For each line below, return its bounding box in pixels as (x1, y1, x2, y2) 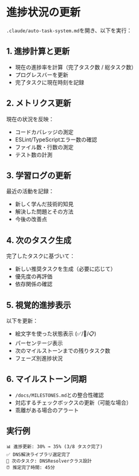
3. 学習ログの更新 (6, 170, 71, 181)
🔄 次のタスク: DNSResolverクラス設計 (6, 458, 92, 464)
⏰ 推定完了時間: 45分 (6, 464, 56, 471)
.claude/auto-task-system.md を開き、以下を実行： (6, 27, 132, 34)
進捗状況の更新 (6, 5, 81, 19)
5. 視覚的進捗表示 (6, 300, 71, 310)
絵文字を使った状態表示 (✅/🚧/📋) (15, 330, 97, 337)
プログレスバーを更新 (15, 71, 68, 78)
